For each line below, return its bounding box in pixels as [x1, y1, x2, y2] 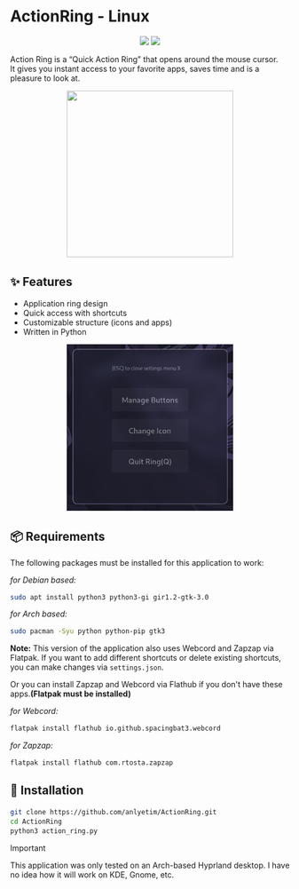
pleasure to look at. [10, 73, 81, 83]
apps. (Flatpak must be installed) [10, 688, 131, 699]
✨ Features [10, 274, 73, 290]
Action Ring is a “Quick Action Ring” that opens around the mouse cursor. [10, 53, 279, 64]
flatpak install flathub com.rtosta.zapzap [10, 758, 174, 767]
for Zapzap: [10, 740, 53, 751]
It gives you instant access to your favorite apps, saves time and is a [10, 63, 260, 74]
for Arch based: [10, 608, 67, 619]
